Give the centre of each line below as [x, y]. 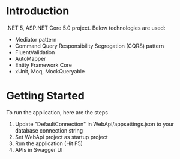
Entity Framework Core [43, 65]
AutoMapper [30, 58]
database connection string [49, 130]
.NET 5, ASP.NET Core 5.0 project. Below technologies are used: [86, 28]
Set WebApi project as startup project [61, 137]
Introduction [38, 11]
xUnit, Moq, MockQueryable [50, 71]
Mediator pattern [36, 39]
